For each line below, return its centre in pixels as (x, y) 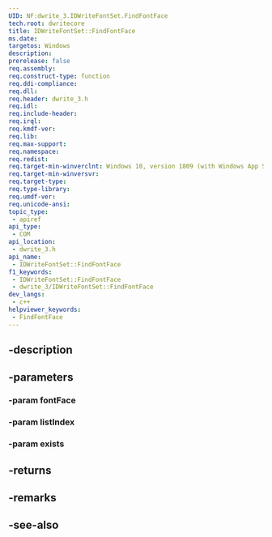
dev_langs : (27, 295)
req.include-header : (43, 114)
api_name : (25, 257)
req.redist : (28, 159)
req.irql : (25, 121)
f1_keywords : (30, 272)
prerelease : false (39, 62)
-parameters (41, 377)
